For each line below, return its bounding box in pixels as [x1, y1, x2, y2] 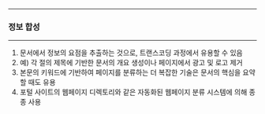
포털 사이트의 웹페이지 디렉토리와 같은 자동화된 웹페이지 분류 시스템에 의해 [19, 87, 248, 97]
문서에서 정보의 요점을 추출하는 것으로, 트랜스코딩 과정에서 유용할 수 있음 [19, 48, 243, 57]
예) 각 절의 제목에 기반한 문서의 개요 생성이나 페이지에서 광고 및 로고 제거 [19, 58, 243, 68]
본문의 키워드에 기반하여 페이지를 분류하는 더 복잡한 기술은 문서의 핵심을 [19, 68, 241, 77]
